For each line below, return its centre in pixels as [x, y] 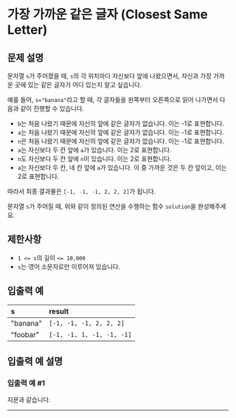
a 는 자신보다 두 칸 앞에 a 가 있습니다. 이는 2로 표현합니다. [94, 150]
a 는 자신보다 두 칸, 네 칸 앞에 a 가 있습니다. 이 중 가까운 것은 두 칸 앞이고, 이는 [122, 167]
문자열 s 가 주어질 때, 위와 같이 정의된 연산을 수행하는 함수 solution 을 [102, 206]
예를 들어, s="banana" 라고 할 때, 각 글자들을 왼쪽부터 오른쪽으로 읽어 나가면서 [113, 100]
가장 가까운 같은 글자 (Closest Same [108, 14]
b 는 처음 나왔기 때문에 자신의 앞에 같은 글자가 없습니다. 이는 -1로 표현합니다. [121, 123]
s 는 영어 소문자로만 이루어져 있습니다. [69, 266]
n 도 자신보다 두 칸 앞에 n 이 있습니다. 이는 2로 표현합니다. [94, 159]
